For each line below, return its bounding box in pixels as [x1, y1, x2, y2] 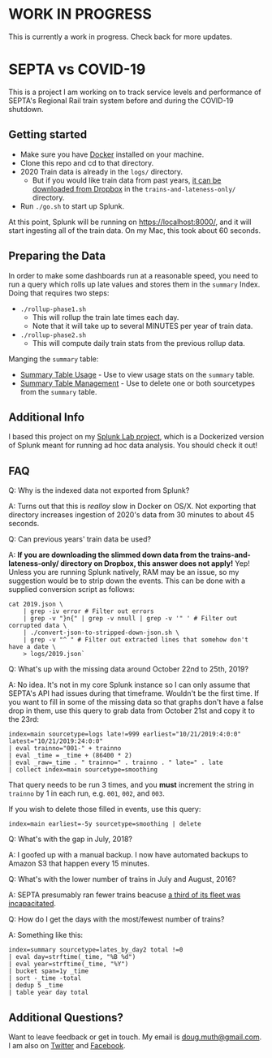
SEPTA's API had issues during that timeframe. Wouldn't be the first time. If [8, 689, 260, 698]
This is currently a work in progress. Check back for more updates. [8, 32, 233, 41]
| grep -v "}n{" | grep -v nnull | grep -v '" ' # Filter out [23, 615, 238, 623]
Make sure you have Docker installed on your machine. [19, 149, 205, 159]
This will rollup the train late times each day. [32, 312, 179, 322]
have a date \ [8, 643, 57, 651]
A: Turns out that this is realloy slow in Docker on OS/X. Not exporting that [8, 501, 257, 512]
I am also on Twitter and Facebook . [8, 1040, 126, 1050]
